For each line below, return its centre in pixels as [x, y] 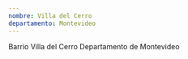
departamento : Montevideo [52, 23]
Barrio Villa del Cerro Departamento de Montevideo [94, 46]
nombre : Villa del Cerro [50, 16]
